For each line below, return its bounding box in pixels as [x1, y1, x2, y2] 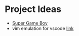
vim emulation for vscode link [12, 25, 74, 31]
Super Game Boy [12, 20, 48, 26]
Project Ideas [5, 3, 62, 15]
